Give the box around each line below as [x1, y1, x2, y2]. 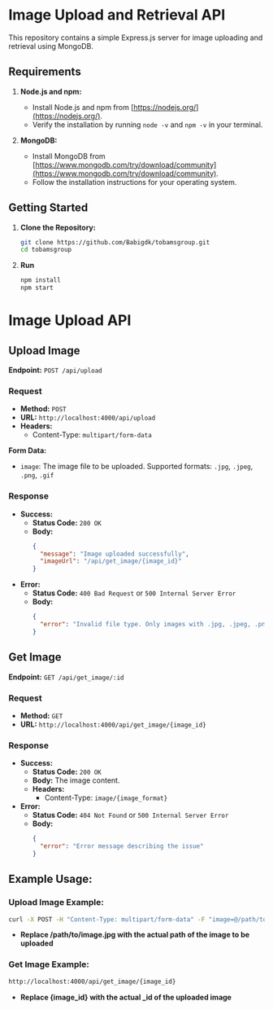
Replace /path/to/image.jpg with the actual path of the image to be [19, 930, 250, 940]
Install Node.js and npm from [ [32, 102, 134, 112]
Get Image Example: [8, 959, 89, 970]
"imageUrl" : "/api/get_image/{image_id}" [39, 557, 183, 565]
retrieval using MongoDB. [8, 41, 93, 50]
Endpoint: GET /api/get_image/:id [8, 672, 124, 682]
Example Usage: [8, 872, 93, 886]
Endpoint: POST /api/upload [8, 365, 103, 375]
